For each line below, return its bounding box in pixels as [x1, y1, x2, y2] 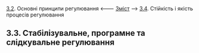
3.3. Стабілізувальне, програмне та [6, 28, 146, 38]
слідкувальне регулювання [6, 38, 115, 48]
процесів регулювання [6, 11, 64, 18]
